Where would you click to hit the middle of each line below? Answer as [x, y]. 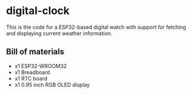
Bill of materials [35, 52]
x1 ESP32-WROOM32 [41, 66]
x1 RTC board [31, 78]
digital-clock [38, 11]
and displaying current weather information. [59, 33]
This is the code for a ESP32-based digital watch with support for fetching [96, 27]
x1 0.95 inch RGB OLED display [52, 85]
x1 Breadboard [32, 72]
